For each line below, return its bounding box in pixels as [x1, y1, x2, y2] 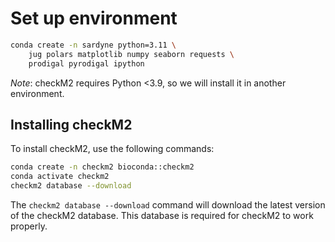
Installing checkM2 [10, 116, 133, 133]
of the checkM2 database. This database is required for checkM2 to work [10, 210, 314, 221]
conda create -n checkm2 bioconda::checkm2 [10, 162, 195, 172]
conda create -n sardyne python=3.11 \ [10, 40, 177, 50]
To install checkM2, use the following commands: [10, 143, 215, 155]
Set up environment [10, 7, 178, 30]
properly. [10, 220, 48, 232]
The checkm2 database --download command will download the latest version [10, 199, 326, 211]
